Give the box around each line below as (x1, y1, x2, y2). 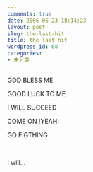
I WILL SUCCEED (7, 103, 57, 112)
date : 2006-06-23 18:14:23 (7, 17, 87, 24)
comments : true (7, 10, 52, 18)
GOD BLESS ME (7, 76, 54, 84)
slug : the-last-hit (7, 30, 65, 38)
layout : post (7, 23, 46, 30)
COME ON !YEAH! (7, 117, 60, 125)
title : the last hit (7, 37, 68, 44)
